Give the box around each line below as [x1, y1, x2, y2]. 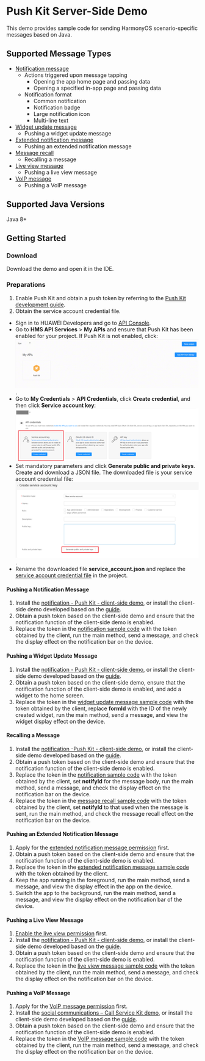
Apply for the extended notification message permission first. [15, 844, 170, 851]
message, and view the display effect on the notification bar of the [15, 896, 182, 903]
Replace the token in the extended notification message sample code [15, 863, 189, 871]
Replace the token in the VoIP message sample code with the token [15, 1035, 185, 1043]
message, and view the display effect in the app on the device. [15, 883, 173, 890]
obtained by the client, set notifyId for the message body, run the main [15, 777, 193, 785]
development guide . [15, 301, 66, 308]
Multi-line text [33, 117, 69, 124]
